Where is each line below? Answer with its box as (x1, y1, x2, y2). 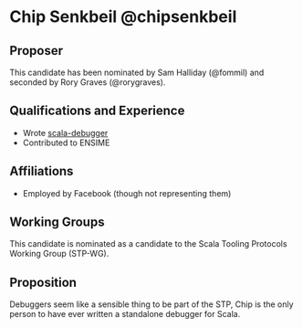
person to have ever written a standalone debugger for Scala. (9, 309, 241, 320)
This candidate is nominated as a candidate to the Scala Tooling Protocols (9, 238, 287, 249)
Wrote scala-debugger (22, 127, 109, 138)
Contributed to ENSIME (22, 137, 110, 148)
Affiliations (9, 164, 74, 179)
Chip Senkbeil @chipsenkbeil (9, 6, 237, 27)
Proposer (9, 43, 64, 58)
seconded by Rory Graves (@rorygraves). (9, 77, 166, 88)
